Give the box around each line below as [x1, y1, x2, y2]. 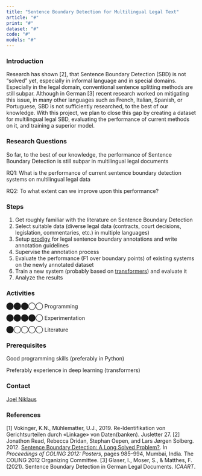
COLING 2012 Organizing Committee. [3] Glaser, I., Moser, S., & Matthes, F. [6, 457, 193, 464]
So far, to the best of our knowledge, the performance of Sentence [6, 151, 172, 158]
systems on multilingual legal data [6, 175, 90, 183]
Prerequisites [6, 341, 46, 350]
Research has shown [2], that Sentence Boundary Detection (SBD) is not [6, 71, 186, 78]
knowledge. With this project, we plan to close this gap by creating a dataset [6, 109, 196, 117]
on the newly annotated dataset [14, 261, 94, 268]
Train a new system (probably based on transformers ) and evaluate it [14, 267, 187, 275]
